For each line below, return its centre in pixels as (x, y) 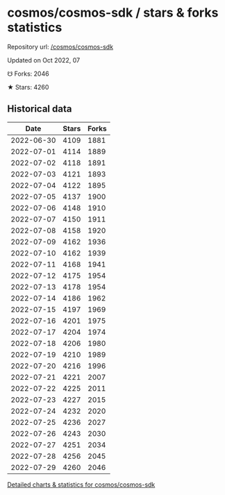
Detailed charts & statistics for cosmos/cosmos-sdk (81, 485)
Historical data (40, 109)
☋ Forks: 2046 (28, 74)
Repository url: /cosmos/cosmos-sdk (60, 47)
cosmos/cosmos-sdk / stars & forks (113, 13)
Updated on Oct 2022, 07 (44, 60)
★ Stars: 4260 (28, 87)
